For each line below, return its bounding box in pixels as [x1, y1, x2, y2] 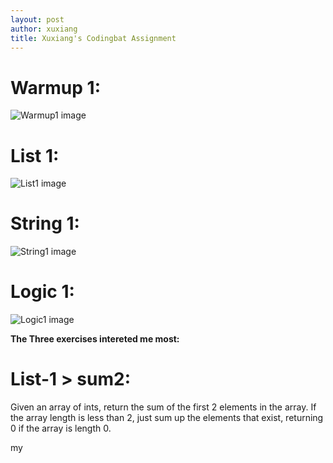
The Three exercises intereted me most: [10, 333, 180, 345]
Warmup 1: [10, 76, 101, 99]
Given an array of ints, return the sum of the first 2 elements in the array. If [10, 401, 317, 413]
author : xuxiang [10, 24, 78, 34]
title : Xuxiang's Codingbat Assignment [10, 33, 177, 43]
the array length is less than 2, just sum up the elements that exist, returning [10, 412, 324, 424]
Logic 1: [10, 281, 75, 303]
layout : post [10, 14, 65, 25]
